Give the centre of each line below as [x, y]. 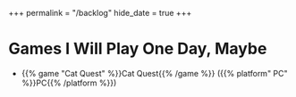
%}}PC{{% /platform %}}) [69, 83]
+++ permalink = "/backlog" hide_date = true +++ [100, 13]
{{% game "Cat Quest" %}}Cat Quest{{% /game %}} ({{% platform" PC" [154, 73]
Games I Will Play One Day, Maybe [138, 49]
